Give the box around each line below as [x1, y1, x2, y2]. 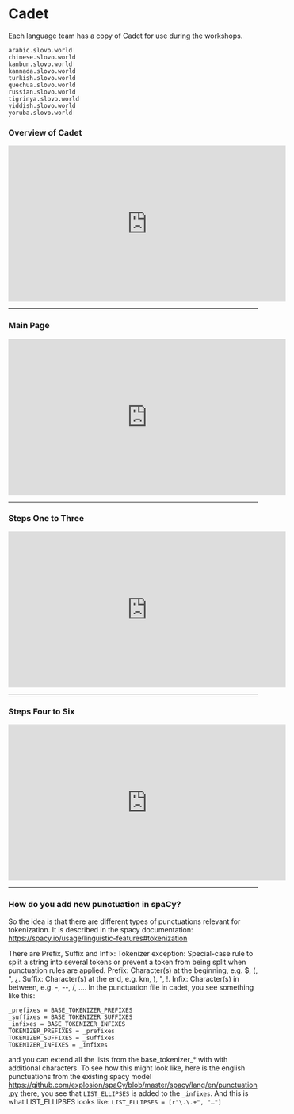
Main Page [8, 320, 50, 331]
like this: [8, 991, 36, 1001]
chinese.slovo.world [8, 53, 77, 61]
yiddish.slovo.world [8, 101, 77, 109]
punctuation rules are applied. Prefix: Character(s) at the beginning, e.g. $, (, [8, 966, 258, 975]
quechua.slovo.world [8, 81, 77, 89]
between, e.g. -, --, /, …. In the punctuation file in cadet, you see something [8, 982, 254, 992]
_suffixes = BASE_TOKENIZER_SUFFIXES [8, 1013, 133, 1021]
